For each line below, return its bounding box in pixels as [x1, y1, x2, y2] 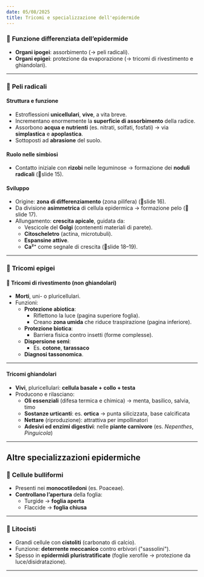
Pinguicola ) [24, 429, 53, 437]
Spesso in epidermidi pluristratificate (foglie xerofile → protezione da [15, 551, 191, 559]
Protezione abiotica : [24, 305, 76, 313]
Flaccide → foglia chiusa [24, 504, 87, 511]
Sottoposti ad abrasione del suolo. [15, 136, 102, 143]
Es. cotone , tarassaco [33, 344, 90, 351]
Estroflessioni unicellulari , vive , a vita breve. [15, 111, 127, 118]
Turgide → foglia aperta [24, 497, 85, 505]
